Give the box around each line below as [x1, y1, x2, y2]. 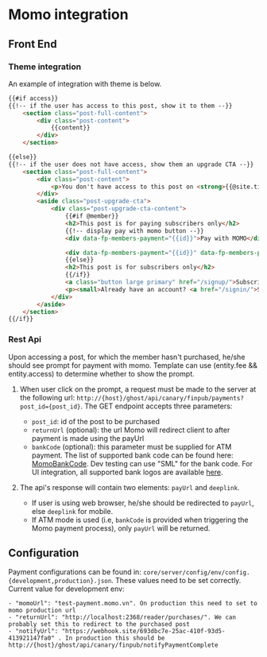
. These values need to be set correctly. [110, 576, 242, 586]
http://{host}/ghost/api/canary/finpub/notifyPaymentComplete [8, 641, 219, 649]
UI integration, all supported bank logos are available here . [31, 467, 223, 477]
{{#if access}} [8, 94, 59, 102]
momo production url [8, 606, 77, 615]
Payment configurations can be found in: [8, 567, 141, 577]
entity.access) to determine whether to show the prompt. [8, 369, 195, 378]
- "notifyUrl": [8, 628, 59, 636]
